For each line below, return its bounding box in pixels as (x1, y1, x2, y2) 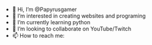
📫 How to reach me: (12, 32, 65, 39)
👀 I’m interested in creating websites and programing (12, 12, 146, 19)
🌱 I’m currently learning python (12, 19, 91, 26)
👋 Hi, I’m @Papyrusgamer (12, 6, 77, 13)
